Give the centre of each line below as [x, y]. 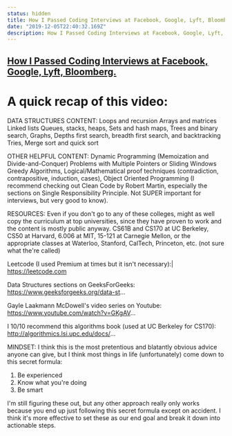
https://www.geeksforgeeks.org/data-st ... [66, 292]
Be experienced [40, 375]
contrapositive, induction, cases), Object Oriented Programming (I [101, 178]
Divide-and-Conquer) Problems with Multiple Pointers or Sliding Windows [112, 163]
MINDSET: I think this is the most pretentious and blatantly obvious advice [112, 347]
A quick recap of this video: [88, 101]
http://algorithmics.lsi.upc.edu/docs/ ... [61, 334]
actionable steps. [32, 425]
